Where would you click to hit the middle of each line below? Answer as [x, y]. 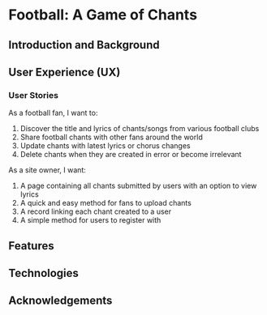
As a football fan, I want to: [53, 113]
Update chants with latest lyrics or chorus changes [105, 146]
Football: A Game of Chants [103, 15]
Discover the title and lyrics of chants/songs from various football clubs [140, 129]
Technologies [44, 273]
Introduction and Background [84, 45]
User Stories [34, 95]
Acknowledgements [60, 301]
